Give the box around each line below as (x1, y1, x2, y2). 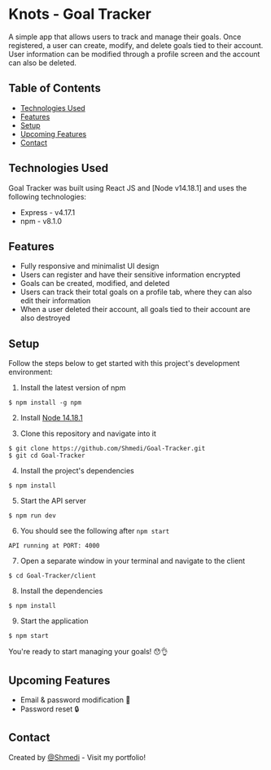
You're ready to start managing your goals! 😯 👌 (8, 647, 168, 657)
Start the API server (20, 496, 87, 506)
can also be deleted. (8, 58, 77, 68)
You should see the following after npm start (20, 526, 170, 536)
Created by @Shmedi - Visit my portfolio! (8, 752, 146, 762)
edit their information (20, 296, 91, 306)
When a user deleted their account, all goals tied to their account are (20, 305, 251, 315)
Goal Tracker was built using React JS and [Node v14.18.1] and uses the (8, 183, 247, 192)
